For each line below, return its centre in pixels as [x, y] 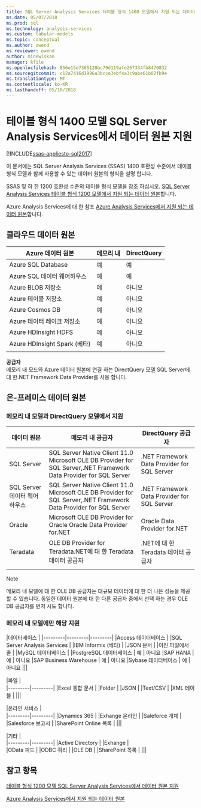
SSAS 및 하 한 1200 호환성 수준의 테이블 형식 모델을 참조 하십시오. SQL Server [98, 186]
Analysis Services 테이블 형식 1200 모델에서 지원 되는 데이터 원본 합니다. [91, 193]
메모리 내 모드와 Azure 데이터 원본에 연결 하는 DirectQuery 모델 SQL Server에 [98, 369]
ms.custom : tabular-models [40, 34]
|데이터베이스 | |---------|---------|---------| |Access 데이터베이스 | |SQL [94, 637]
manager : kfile [25, 62]
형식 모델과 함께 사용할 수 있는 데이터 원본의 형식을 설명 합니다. [80, 173]
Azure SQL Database [39, 264]
